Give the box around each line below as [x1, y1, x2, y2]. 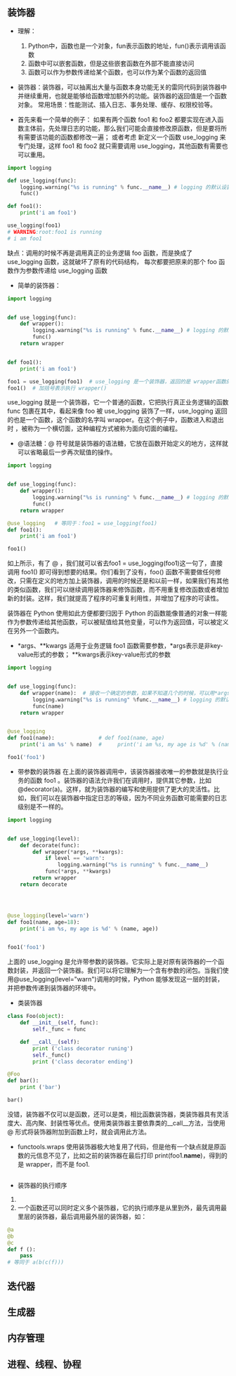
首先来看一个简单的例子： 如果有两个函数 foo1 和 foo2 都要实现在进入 [17, 115, 218, 124]
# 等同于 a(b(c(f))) [7, 1259, 65, 1266]
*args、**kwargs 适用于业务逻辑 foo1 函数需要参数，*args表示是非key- [17, 642, 223, 650]
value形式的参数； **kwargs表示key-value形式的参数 [17, 650, 171, 659]
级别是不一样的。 [17, 802, 67, 811]
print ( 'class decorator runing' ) [32, 1045, 133, 1052]
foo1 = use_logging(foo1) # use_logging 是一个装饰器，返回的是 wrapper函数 [7, 378, 227, 385]
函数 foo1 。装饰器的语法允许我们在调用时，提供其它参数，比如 [29, 776, 212, 784]
